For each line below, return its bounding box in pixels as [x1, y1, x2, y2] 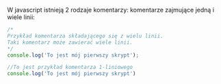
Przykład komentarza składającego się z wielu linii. [7, 32, 164, 40]
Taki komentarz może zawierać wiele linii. [7, 39, 133, 46]
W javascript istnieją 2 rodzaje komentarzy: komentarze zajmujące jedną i [7, 6, 214, 14]
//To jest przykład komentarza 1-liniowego [7, 64, 133, 71]
